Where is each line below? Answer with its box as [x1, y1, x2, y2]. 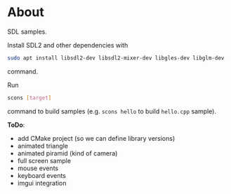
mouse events [17, 164, 58, 172]
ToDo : [7, 120, 25, 129]
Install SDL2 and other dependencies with [7, 41, 128, 49]
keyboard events [17, 171, 67, 179]
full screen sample [17, 156, 72, 165]
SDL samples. [7, 27, 48, 36]
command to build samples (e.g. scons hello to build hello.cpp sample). [7, 106, 216, 116]
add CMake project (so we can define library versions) [17, 134, 176, 142]
